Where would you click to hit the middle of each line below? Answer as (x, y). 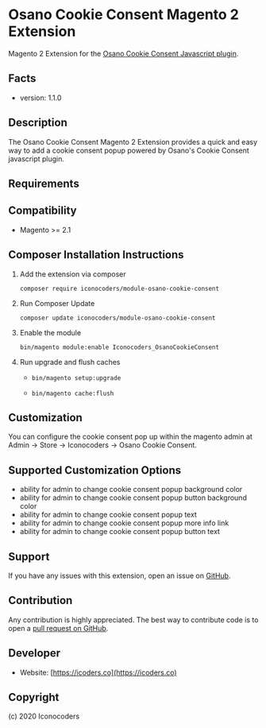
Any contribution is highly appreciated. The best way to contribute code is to (133, 620)
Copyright (34, 697)
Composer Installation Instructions (96, 255)
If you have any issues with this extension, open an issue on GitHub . (120, 576)
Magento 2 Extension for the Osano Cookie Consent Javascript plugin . (123, 53)
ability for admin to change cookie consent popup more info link (124, 523)
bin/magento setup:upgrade (76, 378)
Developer (35, 653)
